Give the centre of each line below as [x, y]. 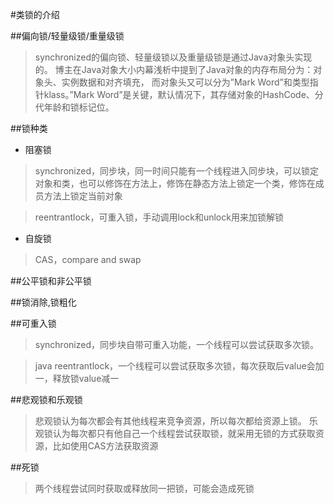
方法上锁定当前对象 [83, 196]
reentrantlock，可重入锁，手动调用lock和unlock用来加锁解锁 [159, 217]
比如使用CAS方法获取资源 [105, 446]
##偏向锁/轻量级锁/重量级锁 [67, 36]
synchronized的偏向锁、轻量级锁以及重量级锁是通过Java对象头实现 [173, 57]
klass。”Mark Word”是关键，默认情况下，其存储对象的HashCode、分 [183, 94]
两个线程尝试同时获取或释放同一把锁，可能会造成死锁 [144, 488]
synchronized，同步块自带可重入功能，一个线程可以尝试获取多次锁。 [176, 344]
